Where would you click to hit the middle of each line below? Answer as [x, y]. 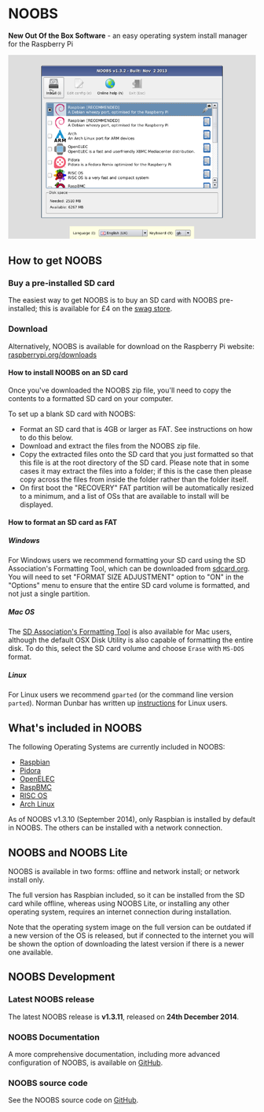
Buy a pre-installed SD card [62, 283]
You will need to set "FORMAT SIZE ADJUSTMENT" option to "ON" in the [126, 577]
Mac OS [22, 612]
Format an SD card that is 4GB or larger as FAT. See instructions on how [136, 429]
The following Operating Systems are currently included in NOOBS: [117, 747]
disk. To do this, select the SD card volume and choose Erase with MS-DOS [126, 649]
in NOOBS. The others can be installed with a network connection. [115, 827]
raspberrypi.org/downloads [52, 355]
